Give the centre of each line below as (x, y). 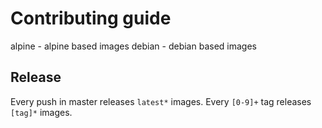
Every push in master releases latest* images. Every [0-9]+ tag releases (161, 101)
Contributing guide (91, 18)
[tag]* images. (41, 112)
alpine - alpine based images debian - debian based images (133, 46)
